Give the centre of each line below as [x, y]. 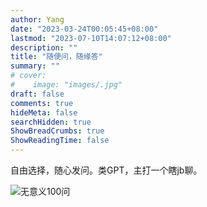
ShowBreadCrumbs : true [57, 131]
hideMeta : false [44, 112]
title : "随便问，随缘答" [56, 57]
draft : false [37, 94]
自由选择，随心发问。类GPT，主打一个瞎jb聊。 [106, 170]
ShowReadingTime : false [60, 141]
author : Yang [37, 19]
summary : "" [35, 66]
